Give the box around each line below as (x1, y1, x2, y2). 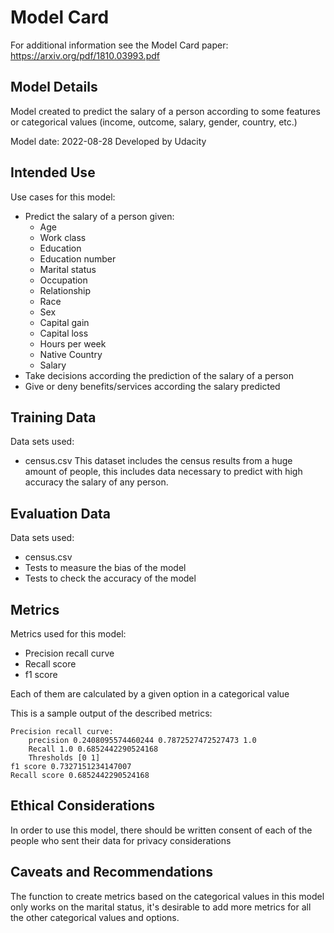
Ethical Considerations (10, 797, 155, 815)
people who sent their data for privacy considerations (10, 834, 232, 846)
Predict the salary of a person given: (24, 210, 175, 222)
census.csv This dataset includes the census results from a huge (24, 455, 293, 467)
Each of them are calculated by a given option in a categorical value (10, 688, 290, 700)
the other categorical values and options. (10, 911, 180, 923)
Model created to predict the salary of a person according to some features (10, 105, 321, 117)
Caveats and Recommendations (10, 864, 213, 881)
